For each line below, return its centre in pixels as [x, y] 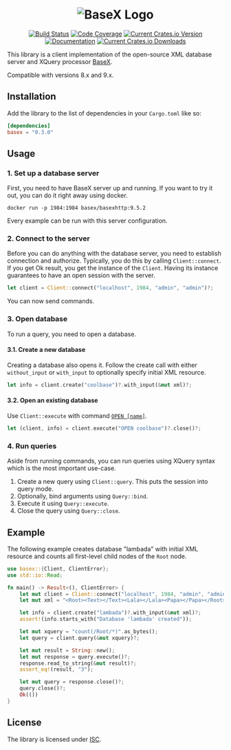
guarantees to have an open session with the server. [81, 276]
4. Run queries [32, 445]
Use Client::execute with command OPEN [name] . [77, 415]
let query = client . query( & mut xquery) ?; [79, 638]
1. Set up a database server [53, 173]
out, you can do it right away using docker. [68, 195]
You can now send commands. [51, 301]
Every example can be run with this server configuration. [87, 221]
